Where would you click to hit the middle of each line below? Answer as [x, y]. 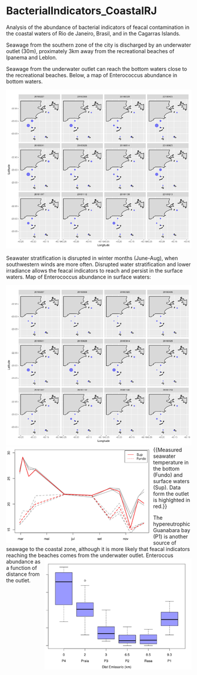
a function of [21, 568]
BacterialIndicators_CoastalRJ [81, 11]
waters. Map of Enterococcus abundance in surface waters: [79, 277]
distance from [23, 574]
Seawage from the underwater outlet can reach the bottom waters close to [96, 68]
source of [165, 543]
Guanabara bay [172, 530]
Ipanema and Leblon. [32, 57]
